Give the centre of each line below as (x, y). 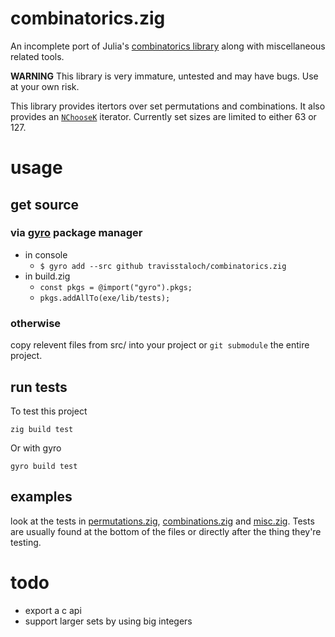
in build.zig (47, 276)
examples (41, 497)
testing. (26, 542)
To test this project (49, 411)
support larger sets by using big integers (108, 621)
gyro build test (44, 466)
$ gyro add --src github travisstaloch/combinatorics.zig (163, 266)
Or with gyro (36, 448)
